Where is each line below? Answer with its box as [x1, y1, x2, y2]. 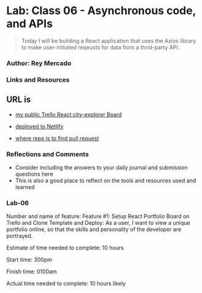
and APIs [6, 17, 53, 31]
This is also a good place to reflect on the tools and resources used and [15, 176, 196, 184]
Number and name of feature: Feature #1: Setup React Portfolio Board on [6, 213, 190, 220]
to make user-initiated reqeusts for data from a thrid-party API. [21, 44, 180, 51]
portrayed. [6, 232, 33, 240]
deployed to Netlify [15, 122, 64, 130]
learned [15, 183, 35, 190]
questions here [15, 170, 53, 178]
